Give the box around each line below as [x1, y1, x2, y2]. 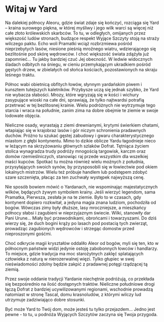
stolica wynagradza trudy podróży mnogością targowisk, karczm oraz [5, 148, 146, 154]
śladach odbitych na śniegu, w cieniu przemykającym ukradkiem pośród [5, 61, 151, 67]
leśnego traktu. [5, 72, 36, 78]
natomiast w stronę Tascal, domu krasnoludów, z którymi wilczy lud [5, 291, 141, 297]
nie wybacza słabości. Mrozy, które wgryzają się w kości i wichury [5, 92, 139, 98]
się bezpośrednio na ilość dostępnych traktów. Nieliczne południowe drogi [5, 281, 155, 287]
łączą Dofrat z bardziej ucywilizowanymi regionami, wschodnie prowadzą [5, 286, 153, 292]
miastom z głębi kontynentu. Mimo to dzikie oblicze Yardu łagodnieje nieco [5, 137, 156, 143]
